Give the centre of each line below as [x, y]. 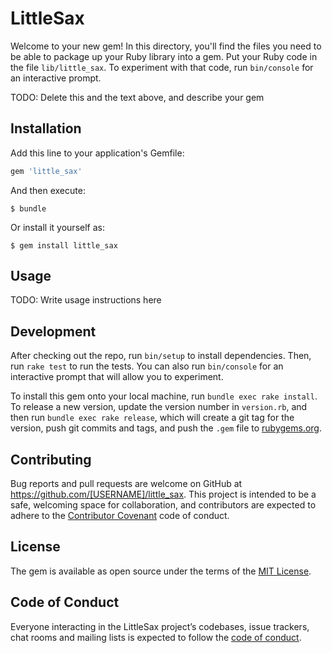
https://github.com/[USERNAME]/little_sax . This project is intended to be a [163, 494]
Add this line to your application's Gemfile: [97, 153]
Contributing [51, 459]
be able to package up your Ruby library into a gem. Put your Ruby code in [164, 56]
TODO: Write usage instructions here [86, 300]
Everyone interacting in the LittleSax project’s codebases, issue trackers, [160, 626]
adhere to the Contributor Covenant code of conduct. [120, 516]
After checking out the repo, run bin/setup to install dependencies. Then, [161, 356]
